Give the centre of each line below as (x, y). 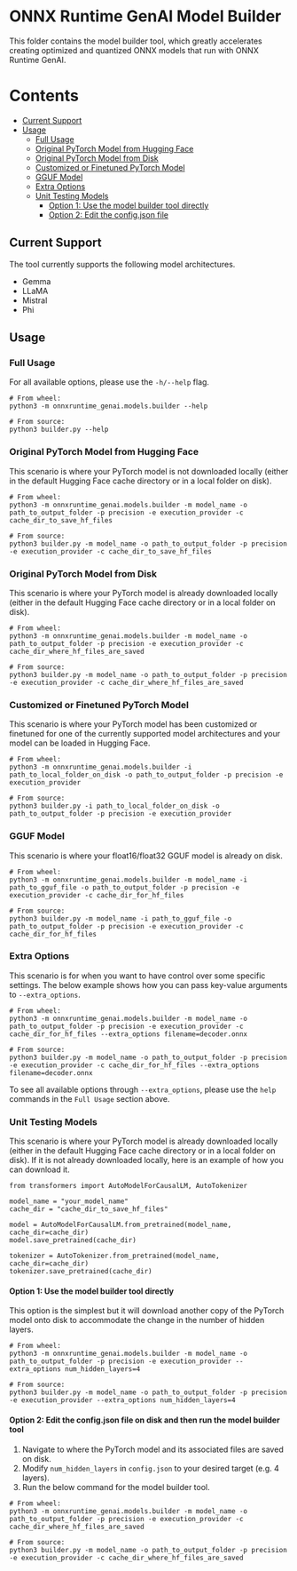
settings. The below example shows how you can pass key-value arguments (148, 985)
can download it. (39, 1169)
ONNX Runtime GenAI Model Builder (145, 16)
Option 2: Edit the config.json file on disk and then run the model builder (145, 1420)
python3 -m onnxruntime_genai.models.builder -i (101, 767)
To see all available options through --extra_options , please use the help (143, 1089)
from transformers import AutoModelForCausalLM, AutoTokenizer (129, 1186)
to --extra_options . (45, 994)
